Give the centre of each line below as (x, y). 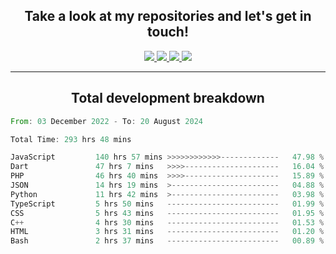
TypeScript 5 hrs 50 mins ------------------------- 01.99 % (167, 204)
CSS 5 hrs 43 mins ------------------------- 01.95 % (167, 213)
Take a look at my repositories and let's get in (168, 16)
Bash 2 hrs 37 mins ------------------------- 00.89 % (167, 241)
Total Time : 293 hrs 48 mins (71, 139)
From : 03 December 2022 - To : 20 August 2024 (106, 121)
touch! (168, 32)
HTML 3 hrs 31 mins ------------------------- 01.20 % (167, 232)
